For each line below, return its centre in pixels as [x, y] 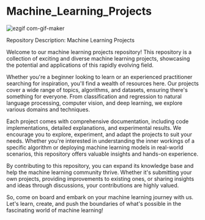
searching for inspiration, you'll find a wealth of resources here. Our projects [102, 83]
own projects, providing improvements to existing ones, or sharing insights [100, 178]
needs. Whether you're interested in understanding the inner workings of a [100, 141]
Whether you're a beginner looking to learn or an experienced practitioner [99, 77]
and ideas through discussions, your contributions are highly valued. [93, 185]
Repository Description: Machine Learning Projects [70, 40]
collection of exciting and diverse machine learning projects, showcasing [98, 58]
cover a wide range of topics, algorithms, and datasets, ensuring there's [97, 89]
